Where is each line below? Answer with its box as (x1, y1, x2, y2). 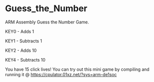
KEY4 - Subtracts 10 (5, 57, 45, 62)
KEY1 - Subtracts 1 (5, 38, 43, 44)
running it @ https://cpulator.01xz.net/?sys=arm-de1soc (5, 71, 117, 77)
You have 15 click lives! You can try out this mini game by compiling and (5, 66, 150, 72)
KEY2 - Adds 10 (5, 47, 37, 53)
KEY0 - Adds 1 (5, 28, 34, 34)
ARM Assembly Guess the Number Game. (5, 19, 89, 25)
